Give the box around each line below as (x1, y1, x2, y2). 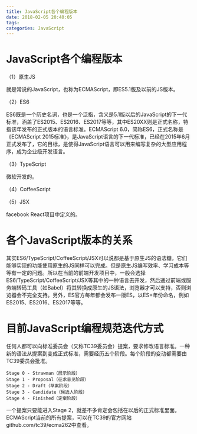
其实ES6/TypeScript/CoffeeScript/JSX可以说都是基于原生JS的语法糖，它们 (6, 255, 188, 262)
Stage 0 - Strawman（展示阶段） (6, 371, 81, 377)
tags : (6, 20, 19, 25)
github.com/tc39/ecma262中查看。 (6, 422, 93, 429)
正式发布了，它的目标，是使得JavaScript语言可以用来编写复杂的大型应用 (6, 140, 182, 148)
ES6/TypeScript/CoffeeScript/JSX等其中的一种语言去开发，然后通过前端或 (6, 277, 186, 284)
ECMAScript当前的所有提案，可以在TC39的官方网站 (6, 414, 132, 421)
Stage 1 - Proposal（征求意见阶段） (6, 377, 89, 382)
